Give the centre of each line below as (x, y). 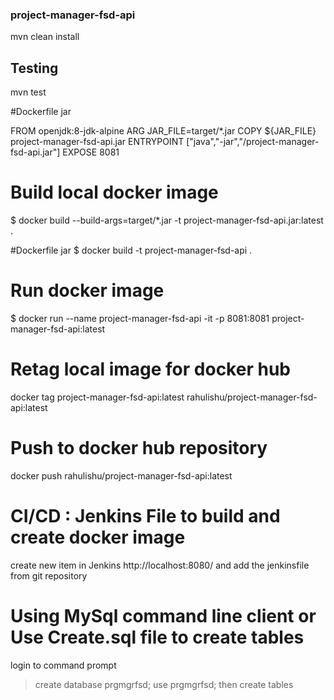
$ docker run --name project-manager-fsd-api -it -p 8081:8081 (140, 318)
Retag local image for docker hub (150, 369)
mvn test (28, 92)
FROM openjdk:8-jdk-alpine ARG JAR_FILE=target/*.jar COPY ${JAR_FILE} (163, 131)
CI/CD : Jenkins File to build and (145, 516)
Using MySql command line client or (163, 615)
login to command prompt (63, 665)
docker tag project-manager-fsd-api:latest (97, 397)
